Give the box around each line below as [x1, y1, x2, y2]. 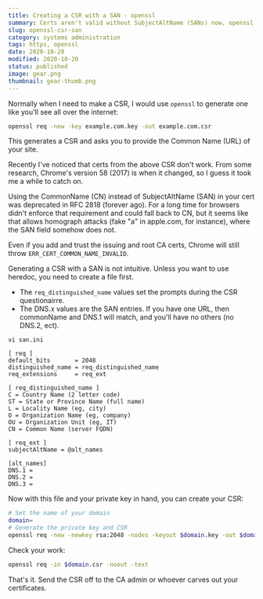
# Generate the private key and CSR [8, 524, 128, 532]
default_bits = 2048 [8, 356, 96, 365]
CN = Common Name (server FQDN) [8, 426, 113, 433]
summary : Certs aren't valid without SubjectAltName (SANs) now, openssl [8, 19, 254, 27]
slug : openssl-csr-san [8, 26, 82, 34]
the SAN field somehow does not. [8, 225, 117, 235]
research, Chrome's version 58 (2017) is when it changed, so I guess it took [8, 168, 252, 177]
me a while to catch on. [8, 177, 84, 186]
